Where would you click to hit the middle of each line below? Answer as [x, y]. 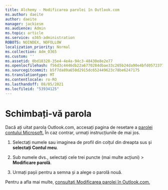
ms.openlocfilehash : [27, 65]
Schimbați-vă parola [48, 113]
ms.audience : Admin [25, 28]
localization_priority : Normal [38, 47]
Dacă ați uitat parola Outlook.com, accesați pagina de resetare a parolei [79, 127]
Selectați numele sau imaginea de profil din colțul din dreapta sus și [82, 142]
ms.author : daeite [24, 14]
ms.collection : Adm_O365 [31, 51]
